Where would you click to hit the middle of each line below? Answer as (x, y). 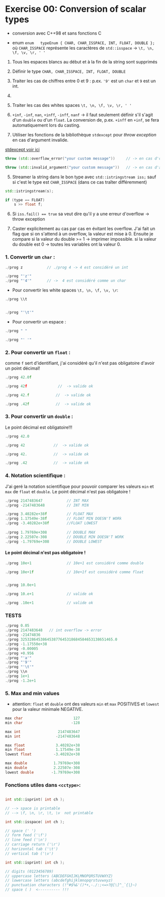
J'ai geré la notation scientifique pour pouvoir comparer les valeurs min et (79, 486)
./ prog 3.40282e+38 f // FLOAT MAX (49, 514)
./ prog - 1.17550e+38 (26, 644)
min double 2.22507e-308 (42, 768)
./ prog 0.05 (17, 626)
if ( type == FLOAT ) (25, 200)
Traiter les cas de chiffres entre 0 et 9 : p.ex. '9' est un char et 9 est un (84, 81)
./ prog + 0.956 (20, 653)
